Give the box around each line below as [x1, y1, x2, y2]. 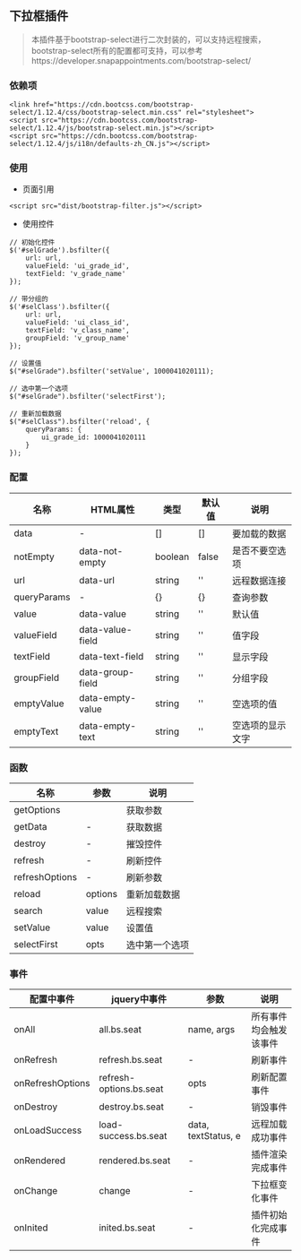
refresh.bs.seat [98, 1054, 163, 1066]
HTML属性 [90, 503, 135, 515]
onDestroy [13, 1100, 58, 1113]
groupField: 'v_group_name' [25, 334, 130, 343]
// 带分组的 [9, 295, 49, 304]
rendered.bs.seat [98, 1154, 171, 1167]
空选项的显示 [231, 719, 287, 731]
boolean [155, 550, 190, 563]
